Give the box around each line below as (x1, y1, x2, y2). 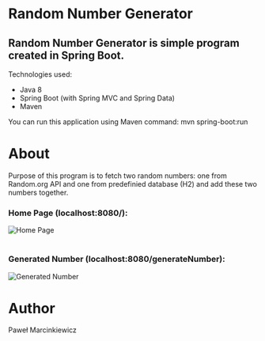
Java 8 (19, 85, 42, 94)
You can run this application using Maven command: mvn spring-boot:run (8, 117, 248, 127)
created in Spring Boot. (8, 48, 125, 62)
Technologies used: (8, 70, 73, 79)
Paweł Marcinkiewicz (8, 325, 78, 335)
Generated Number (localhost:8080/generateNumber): (8, 254, 225, 265)
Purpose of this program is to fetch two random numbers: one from (8, 171, 227, 180)
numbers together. (8, 188, 69, 197)
